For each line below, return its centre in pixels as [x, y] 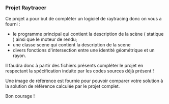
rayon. [19, 56]
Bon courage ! [20, 96]
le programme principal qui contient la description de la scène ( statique [88, 34]
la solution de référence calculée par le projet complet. [63, 86]
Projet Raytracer [26, 8]
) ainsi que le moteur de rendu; [45, 39]
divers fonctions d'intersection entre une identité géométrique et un [83, 50]
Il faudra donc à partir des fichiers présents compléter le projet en [74, 66]
